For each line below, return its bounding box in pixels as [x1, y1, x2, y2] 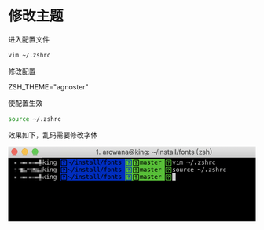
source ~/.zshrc [8, 115, 61, 122]
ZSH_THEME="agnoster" [8, 82, 89, 91]
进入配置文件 [8, 35, 49, 44]
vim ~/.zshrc [8, 51, 51, 59]
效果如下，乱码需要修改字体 [8, 130, 98, 140]
